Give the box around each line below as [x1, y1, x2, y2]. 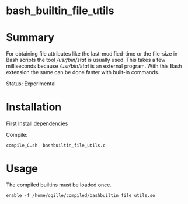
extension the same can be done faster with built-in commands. [6, 69, 159, 76]
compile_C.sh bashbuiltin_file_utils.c [6, 143, 106, 148]
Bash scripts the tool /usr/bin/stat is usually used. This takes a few [6, 57, 166, 64]
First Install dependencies [6, 120, 68, 127]
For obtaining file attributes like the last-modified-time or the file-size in [6, 50, 178, 57]
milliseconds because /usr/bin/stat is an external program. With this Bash [6, 63, 182, 70]
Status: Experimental [6, 80, 56, 87]
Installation [6, 101, 62, 114]
